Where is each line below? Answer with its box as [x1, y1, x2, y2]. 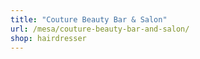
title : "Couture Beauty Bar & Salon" [10, 14, 168, 25]
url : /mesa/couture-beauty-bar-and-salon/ [10, 24, 190, 34]
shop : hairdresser [10, 33, 87, 43]
